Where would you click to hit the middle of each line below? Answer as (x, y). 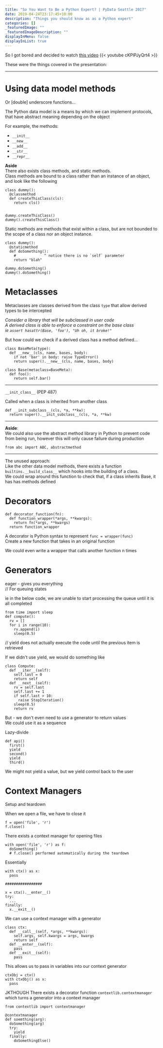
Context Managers (43, 791)
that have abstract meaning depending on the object (57, 117)
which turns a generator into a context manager (53, 998)
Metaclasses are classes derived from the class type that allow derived (76, 305)
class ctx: (16, 927)
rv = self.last (29, 687)
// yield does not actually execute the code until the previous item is (73, 643)
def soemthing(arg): (26, 1020)
